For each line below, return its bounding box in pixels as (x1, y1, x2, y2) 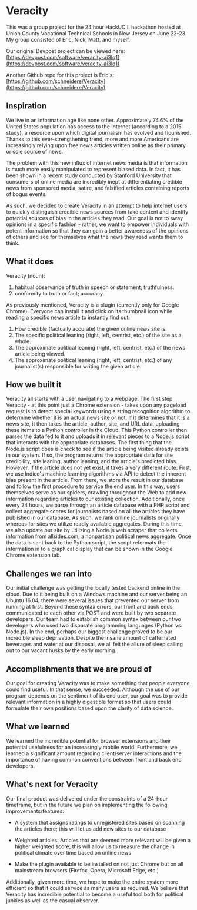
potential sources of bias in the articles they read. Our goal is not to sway (6, 214, 183, 221)
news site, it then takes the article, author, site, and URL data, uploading (6, 420, 181, 427)
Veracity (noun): (6, 272, 45, 279)
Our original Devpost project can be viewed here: (6, 47, 125, 54)
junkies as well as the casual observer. (6, 896, 99, 904)
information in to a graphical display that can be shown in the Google (6, 546, 173, 553)
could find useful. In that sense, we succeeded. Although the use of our (6, 686, 180, 693)
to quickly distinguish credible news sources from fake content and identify (6, 208, 189, 215)
